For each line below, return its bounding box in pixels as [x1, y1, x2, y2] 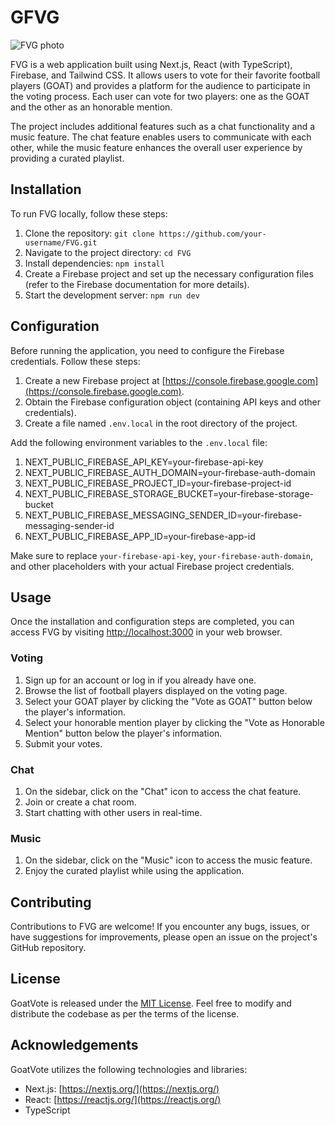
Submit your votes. [24, 737, 103, 750]
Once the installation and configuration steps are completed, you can [10, 616, 295, 628]
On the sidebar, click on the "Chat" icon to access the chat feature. [24, 785, 302, 797]
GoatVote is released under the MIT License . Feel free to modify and [10, 997, 292, 1009]
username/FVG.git [24, 237, 98, 248]
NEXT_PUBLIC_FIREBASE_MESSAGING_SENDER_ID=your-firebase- [24, 509, 303, 521]
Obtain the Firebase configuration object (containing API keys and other [24, 396, 321, 408]
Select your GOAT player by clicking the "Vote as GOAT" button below [24, 695, 313, 707]
